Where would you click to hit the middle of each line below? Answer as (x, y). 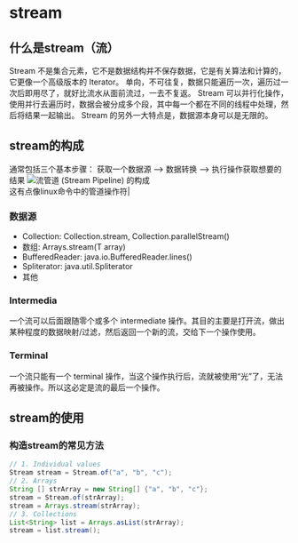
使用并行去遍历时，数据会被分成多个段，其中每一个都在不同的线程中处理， (145, 104)
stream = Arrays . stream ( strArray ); (75, 506)
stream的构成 (47, 146)
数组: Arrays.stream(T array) (74, 247)
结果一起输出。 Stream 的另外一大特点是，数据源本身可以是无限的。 (149, 115)
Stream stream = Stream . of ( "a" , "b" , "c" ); (91, 473)
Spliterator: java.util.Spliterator (77, 267)
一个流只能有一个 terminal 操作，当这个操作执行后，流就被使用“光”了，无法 (146, 376)
